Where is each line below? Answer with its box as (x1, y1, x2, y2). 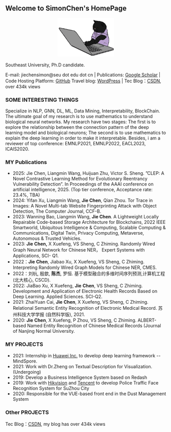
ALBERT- (137, 317, 157, 324)
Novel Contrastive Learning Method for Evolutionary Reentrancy (12, 176, 148, 182)
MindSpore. (12, 358, 37, 364)
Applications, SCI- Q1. (12, 253, 59, 259)
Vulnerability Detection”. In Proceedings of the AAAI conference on (12, 181, 154, 187)
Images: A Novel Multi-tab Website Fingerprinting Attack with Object (12, 203, 157, 209)
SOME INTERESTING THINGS (5, 96, 79, 103)
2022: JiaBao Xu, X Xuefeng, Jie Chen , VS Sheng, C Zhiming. (12, 283, 143, 289)
